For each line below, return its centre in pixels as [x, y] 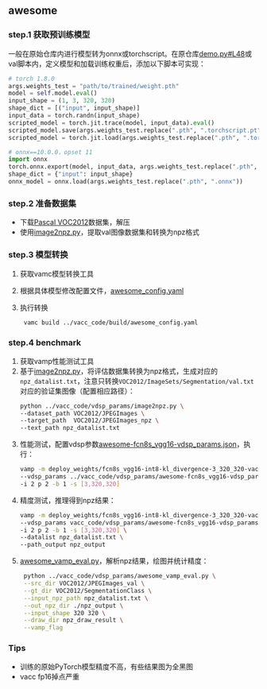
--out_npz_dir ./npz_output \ [74, 606]
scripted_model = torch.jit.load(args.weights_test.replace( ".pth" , [124, 137]
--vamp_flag [43, 628]
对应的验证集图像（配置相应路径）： [77, 391]
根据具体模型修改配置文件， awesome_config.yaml [102, 290]
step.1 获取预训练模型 [49, 35]
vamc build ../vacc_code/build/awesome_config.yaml [111, 323]
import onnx [28, 160]
